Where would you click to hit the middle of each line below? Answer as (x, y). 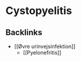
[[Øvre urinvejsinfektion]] (45, 46)
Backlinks (24, 32)
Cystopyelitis (39, 11)
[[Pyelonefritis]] (42, 53)
